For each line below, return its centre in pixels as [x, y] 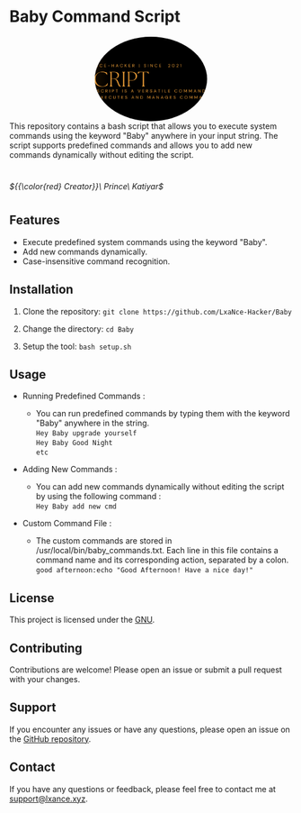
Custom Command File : [67, 524]
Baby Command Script [95, 17]
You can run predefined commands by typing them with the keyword [163, 414]
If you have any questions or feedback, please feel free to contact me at [143, 789]
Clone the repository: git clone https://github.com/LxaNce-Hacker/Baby [157, 311]
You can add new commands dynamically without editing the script [160, 487]
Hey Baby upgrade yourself [86, 434]
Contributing [46, 648]
